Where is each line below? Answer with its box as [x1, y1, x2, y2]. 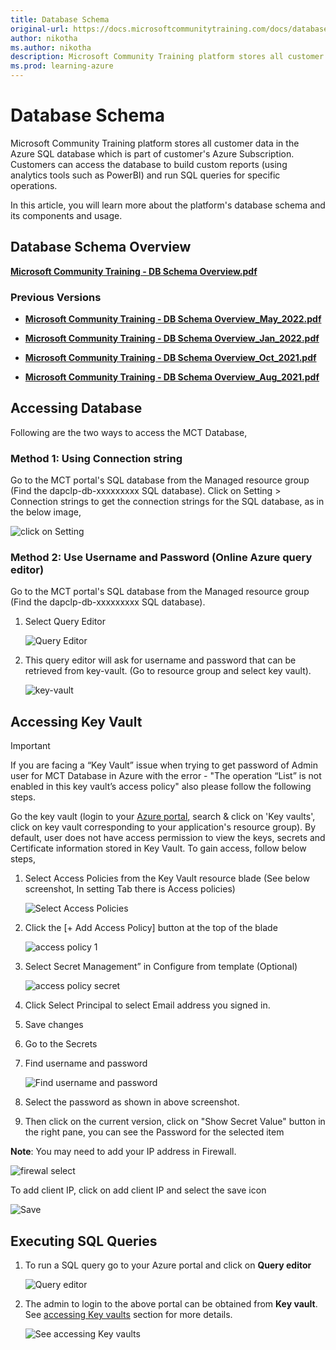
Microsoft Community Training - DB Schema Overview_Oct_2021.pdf [24, 352, 317, 364]
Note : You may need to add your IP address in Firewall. [10, 1146, 237, 1158]
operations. [10, 179, 58, 191]
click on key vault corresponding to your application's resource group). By [10, 821, 316, 833]
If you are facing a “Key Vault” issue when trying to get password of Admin [10, 759, 318, 771]
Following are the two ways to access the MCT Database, [10, 426, 248, 438]
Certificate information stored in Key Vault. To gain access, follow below [10, 842, 307, 855]
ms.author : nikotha [10, 42, 92, 53]
